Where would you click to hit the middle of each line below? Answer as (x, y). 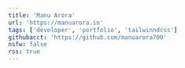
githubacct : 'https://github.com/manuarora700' (88, 37)
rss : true (24, 52)
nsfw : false (28, 45)
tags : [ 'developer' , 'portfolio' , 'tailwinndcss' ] (93, 30)
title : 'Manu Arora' (42, 15)
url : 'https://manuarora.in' (56, 23)
